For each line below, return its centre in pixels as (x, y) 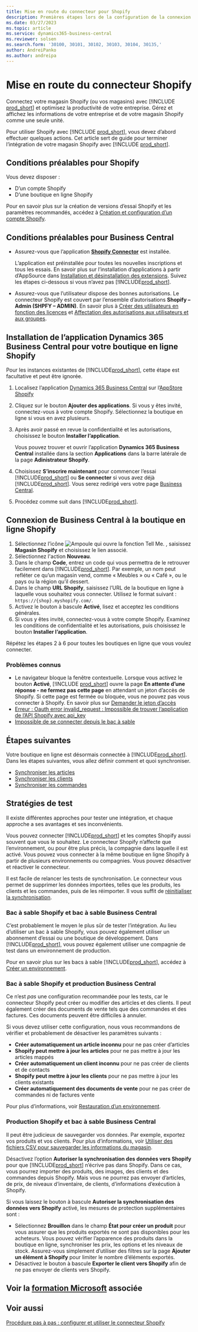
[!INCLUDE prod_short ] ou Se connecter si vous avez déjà (85, 478)
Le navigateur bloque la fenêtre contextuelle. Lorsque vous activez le (98, 678)
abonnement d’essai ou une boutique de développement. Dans (82, 938)
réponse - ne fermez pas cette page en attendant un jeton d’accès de (100, 691)
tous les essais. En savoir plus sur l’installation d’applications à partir (98, 269)
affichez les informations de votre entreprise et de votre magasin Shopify (95, 114)
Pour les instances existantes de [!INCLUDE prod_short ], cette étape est (93, 370)
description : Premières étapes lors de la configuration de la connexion (99, 17)
